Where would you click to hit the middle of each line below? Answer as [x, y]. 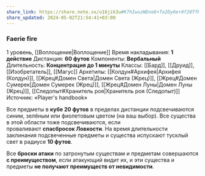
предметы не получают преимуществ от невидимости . [80, 166]
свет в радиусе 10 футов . [39, 141]
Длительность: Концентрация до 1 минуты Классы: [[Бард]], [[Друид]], [100, 65]
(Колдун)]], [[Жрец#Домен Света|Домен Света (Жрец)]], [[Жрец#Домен [102, 78]
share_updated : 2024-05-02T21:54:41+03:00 [61, 18]
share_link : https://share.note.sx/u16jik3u [64, 12]
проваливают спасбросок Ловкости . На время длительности [87, 128]
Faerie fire [22, 39]
